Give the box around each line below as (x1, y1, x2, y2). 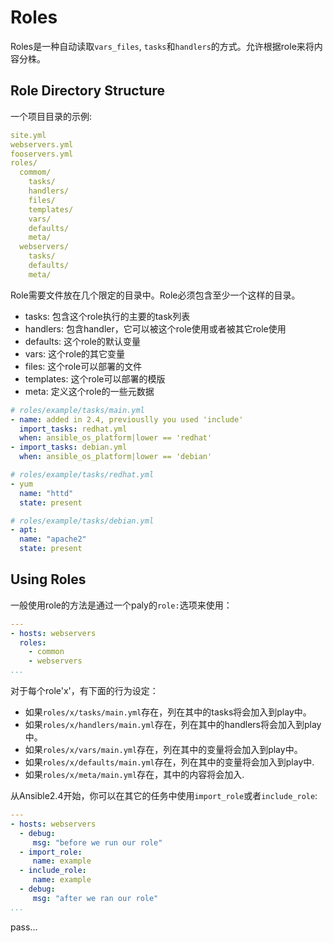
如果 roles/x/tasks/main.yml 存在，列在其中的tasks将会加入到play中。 (24, 706, 312, 718)
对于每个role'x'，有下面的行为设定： (10, 685, 159, 697)
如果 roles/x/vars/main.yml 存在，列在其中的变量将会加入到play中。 (24, 744, 303, 756)
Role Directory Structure (10, 82, 165, 100)
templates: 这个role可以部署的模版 (24, 372, 166, 385)
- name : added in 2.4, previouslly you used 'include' (10, 414, 244, 425)
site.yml (10, 130, 47, 140)
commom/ (19, 167, 52, 178)
